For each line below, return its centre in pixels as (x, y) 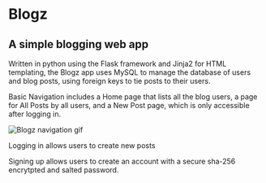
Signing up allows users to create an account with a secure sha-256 (122, 161)
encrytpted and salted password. (64, 170)
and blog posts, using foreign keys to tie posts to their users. (109, 81)
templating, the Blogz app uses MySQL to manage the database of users (130, 72)
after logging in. (35, 114)
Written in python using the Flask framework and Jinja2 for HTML (118, 63)
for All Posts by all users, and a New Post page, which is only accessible (129, 105)
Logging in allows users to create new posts (82, 146)
